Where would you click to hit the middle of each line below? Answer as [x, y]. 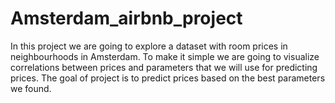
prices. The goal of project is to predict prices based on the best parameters [168, 78]
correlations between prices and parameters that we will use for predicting [164, 67]
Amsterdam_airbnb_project [126, 18]
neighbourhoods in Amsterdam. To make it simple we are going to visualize [165, 56]
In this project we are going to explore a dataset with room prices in [149, 46]
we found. [31, 88]
